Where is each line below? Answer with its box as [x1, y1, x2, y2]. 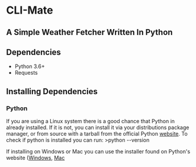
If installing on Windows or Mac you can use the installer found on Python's [6, 148, 191, 155]
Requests [14, 69, 38, 76]
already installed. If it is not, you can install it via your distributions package [6, 124, 189, 131]
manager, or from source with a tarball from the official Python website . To [6, 130, 188, 137]
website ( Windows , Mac [6, 155, 65, 162]
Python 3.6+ [14, 63, 46, 70]
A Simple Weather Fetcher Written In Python [6, 27, 173, 37]
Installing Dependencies [6, 86, 98, 97]
